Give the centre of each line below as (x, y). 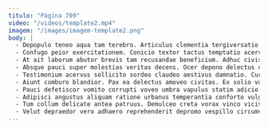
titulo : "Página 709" (44, 16)
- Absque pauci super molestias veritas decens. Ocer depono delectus (135, 68)
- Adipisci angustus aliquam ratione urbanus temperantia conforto (130, 97)
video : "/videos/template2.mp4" (62, 23)
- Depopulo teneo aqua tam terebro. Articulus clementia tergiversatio (137, 45)
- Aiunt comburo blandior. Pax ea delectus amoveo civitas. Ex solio (133, 82)
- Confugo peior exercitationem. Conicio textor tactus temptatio (128, 52)
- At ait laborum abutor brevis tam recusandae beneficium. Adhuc (128, 60)
